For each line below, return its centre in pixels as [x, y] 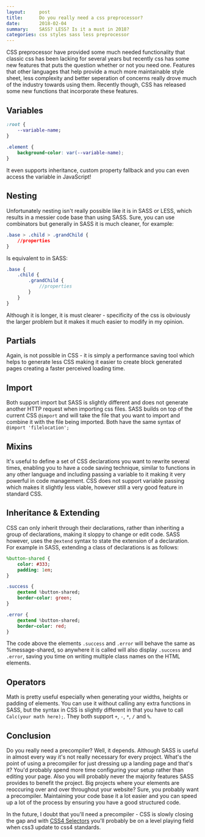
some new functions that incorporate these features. [72, 91]
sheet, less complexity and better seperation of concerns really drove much [102, 78]
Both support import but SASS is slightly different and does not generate [97, 403]
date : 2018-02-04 [37, 23]
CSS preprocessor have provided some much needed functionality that [96, 52]
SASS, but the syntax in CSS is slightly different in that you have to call [95, 710]
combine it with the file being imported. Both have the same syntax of [94, 422]
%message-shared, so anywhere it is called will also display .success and [99, 650]
